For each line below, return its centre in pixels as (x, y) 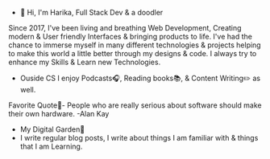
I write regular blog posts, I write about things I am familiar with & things (139, 138)
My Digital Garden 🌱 (52, 129)
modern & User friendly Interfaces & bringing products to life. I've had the (130, 37)
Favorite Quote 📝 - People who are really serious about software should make (135, 105)
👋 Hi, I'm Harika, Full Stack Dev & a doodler (91, 12)
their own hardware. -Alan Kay (59, 114)
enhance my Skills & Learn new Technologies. (85, 62)
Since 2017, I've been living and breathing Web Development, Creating (125, 28)
